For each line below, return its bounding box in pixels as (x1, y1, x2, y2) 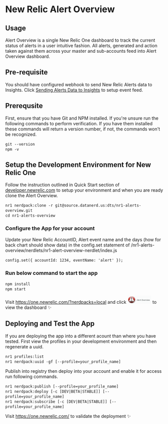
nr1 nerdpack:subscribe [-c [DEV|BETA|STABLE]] (5, 399, 108, 404)
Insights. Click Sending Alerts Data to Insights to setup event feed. (5, 87, 143, 93)
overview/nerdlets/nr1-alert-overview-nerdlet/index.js (5, 247, 117, 253)
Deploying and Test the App (5, 320, 95, 328)
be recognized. (5, 131, 37, 137)
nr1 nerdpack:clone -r (5, 203, 53, 208)
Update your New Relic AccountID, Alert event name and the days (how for (5, 236, 161, 242)
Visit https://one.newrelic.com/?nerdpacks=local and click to (5, 299, 157, 305)
